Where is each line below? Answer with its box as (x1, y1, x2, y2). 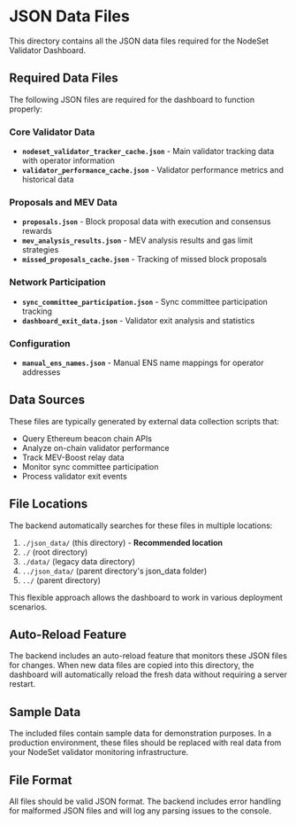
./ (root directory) (21, 547, 88, 557)
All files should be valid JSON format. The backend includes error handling (9, 796, 281, 806)
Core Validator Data (9, 126, 95, 138)
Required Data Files (9, 71, 119, 86)
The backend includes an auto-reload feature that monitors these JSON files (9, 650, 287, 661)
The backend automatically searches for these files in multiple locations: (9, 520, 273, 531)
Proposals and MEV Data (9, 196, 118, 208)
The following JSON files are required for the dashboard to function (9, 94, 255, 105)
